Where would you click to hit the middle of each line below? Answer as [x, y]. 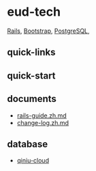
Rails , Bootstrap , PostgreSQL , [48, 31]
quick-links [31, 52]
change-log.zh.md [43, 122]
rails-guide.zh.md [42, 115]
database [28, 144]
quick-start [31, 76]
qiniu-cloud [33, 161]
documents [32, 99]
